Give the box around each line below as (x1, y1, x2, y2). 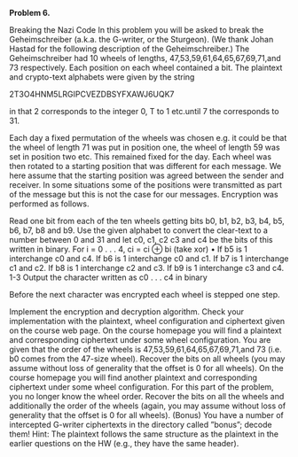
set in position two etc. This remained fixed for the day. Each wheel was (9, 151, 272, 162)
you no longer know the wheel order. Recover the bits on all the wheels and (9, 391, 285, 401)
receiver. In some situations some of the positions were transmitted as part (9, 180, 282, 190)
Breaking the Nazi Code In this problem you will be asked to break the (9, 25, 264, 35)
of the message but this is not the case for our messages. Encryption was (9, 190, 278, 199)
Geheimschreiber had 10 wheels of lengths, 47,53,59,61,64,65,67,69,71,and (9, 53, 281, 63)
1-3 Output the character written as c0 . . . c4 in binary (9, 272, 208, 283)
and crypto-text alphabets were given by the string (9, 72, 195, 82)
